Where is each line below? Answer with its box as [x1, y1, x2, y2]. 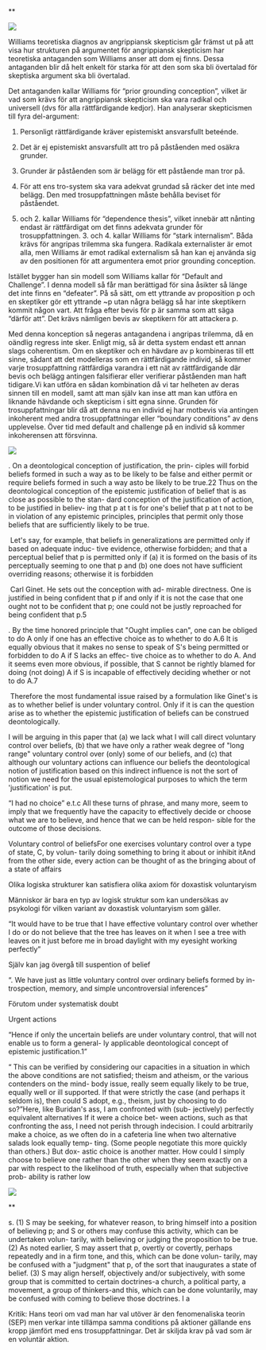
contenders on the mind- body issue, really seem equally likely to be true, [8, 1079, 249, 1088]
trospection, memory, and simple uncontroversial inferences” [8, 983, 209, 993]
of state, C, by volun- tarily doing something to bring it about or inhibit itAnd [8, 848, 256, 857]
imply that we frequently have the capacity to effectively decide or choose [8, 807, 252, 816]
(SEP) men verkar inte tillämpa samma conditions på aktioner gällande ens [8, 1317, 252, 1327]
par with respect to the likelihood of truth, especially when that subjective [8, 1164, 249, 1173]
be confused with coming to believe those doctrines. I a [8, 1294, 191, 1303]
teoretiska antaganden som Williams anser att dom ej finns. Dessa [8, 54, 225, 63]
